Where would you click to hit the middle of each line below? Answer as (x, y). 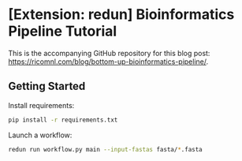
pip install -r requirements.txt (63, 120)
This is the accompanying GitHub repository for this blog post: (109, 53)
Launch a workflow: (40, 135)
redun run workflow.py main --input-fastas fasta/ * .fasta (105, 149)
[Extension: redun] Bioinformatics (121, 15)
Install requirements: (41, 105)
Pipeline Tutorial (63, 31)
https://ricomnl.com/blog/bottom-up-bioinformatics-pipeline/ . (108, 62)
